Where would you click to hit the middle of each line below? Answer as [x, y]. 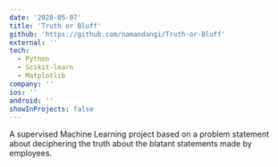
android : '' [31, 100]
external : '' [34, 42]
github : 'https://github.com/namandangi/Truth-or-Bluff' [118, 34]
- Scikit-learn [46, 68]
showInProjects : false [51, 109]
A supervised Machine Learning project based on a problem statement [139, 134]
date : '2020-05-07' [46, 17]
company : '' [31, 84]
